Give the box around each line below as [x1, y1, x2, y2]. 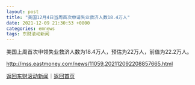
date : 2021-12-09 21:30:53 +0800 [6, 20, 90, 26]
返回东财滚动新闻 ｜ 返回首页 [6, 72, 75, 80]
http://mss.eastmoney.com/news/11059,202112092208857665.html [6, 60, 173, 68]
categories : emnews [6, 25, 55, 32]
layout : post [6, 8, 39, 15]
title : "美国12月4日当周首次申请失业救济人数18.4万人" [6, 14, 131, 20]
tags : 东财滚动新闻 [6, 31, 50, 37]
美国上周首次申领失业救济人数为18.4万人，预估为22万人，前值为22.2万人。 [6, 48, 193, 56]
